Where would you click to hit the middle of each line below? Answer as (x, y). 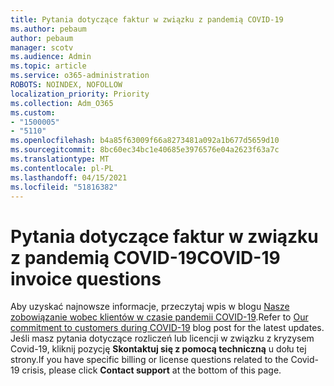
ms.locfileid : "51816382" (64, 187)
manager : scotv (42, 47)
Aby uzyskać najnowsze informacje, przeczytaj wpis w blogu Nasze (150, 307)
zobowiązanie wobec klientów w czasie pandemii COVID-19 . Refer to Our (159, 317)
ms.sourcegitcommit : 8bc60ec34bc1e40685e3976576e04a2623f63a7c (145, 150)
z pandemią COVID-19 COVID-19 (145, 257)
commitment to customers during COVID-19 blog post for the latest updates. (167, 328)
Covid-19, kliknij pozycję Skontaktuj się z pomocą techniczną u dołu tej (158, 349)
